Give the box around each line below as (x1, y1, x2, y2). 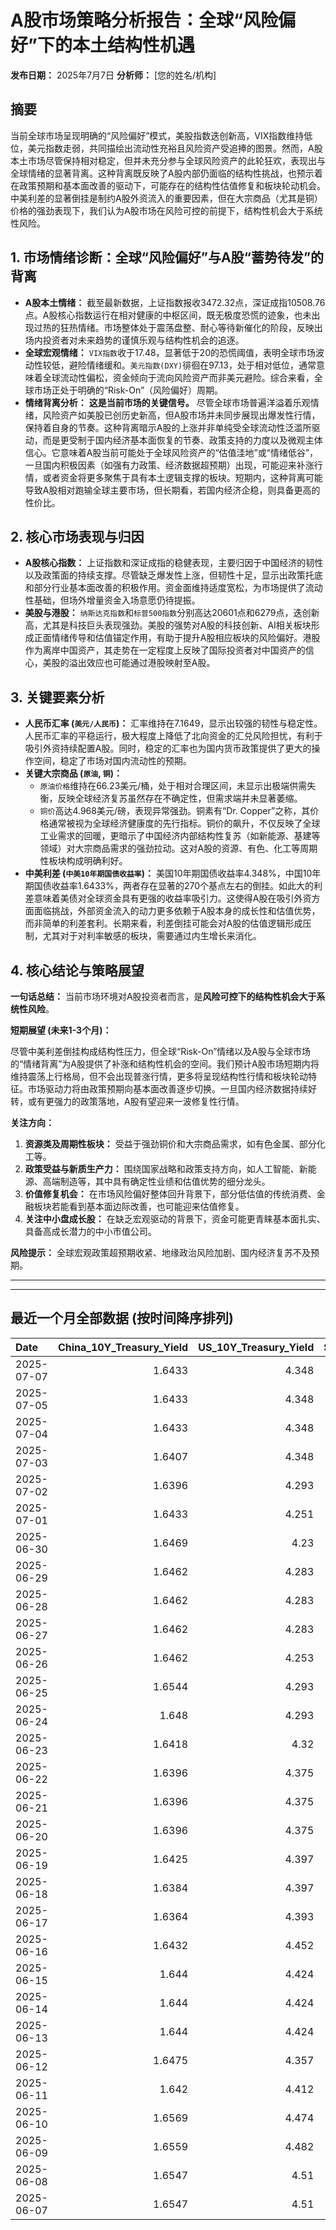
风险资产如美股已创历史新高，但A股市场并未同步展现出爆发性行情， (42, 409, 321, 421)
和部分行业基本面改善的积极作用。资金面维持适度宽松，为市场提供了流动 (24, 582, 323, 594)
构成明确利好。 (66, 855, 128, 867)
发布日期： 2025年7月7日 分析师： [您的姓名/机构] (10, 69, 217, 81)
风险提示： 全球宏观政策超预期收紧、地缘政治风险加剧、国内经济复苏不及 (10, 1247, 311, 1258)
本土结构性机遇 (71, 34, 195, 57)
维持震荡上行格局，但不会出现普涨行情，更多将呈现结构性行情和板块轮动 (10, 1071, 308, 1082)
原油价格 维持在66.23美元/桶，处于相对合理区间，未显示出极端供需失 (39, 780, 317, 792)
